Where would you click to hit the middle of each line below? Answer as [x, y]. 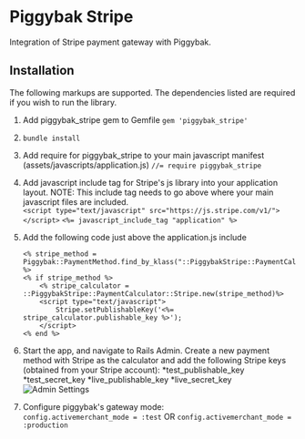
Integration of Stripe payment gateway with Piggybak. [111, 42]
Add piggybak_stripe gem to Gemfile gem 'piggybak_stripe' [135, 119]
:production [45, 425]
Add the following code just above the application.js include [135, 237]
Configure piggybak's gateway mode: [93, 406]
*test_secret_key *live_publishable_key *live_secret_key [127, 379]
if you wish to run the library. [63, 102]
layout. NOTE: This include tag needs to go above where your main [148, 192]
